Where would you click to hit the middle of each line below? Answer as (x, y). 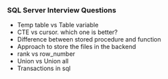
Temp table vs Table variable (58, 25)
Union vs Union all (43, 61)
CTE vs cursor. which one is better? (67, 32)
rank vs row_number (46, 54)
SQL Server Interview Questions (62, 10)
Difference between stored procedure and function (89, 39)
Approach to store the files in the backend (76, 47)
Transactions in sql (44, 68)
